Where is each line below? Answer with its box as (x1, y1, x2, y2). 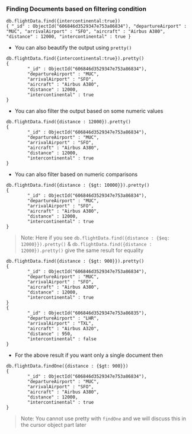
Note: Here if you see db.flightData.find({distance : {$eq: (20, 234, 170, 241)
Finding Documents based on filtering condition (6, 5, 147, 13)
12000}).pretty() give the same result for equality (20, 247, 144, 254)
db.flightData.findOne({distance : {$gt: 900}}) (6, 363, 129, 369)
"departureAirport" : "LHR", (27, 315, 100, 321)
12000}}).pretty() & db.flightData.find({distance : (20, 241, 152, 248)
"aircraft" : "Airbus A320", (27, 325, 100, 332)
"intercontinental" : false (27, 336, 97, 342)
